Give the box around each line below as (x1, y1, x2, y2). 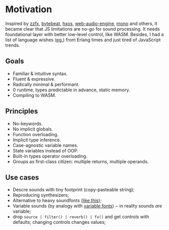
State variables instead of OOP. (12, 147, 79, 154)
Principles (5, 107, 38, 116)
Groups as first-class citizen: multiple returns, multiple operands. (12, 158, 149, 164)
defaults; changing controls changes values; (12, 219, 106, 225)
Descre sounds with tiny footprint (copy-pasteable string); (12, 187, 135, 193)
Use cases (5, 173, 39, 182)
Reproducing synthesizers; (12, 192, 69, 198)
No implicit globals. (12, 126, 53, 132)
